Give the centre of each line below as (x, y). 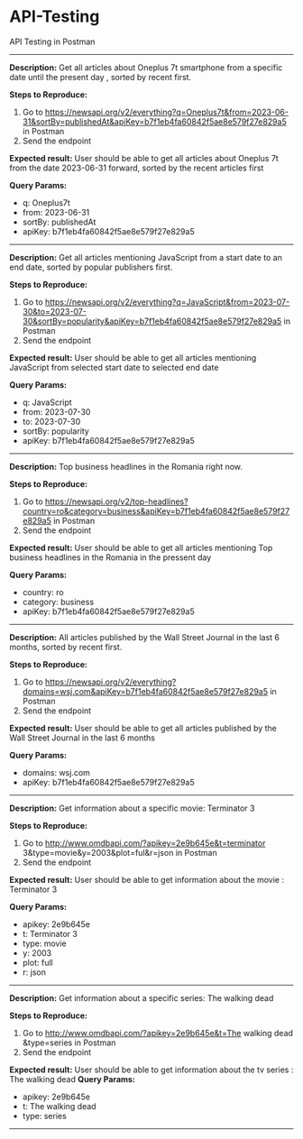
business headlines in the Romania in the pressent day (110, 557)
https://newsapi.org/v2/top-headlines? (116, 501)
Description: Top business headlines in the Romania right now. (126, 466)
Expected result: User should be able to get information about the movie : (147, 879)
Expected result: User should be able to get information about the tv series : (151, 1070)
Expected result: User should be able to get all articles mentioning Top (141, 547)
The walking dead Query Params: (72, 1079)
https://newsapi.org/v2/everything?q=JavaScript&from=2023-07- (167, 302)
